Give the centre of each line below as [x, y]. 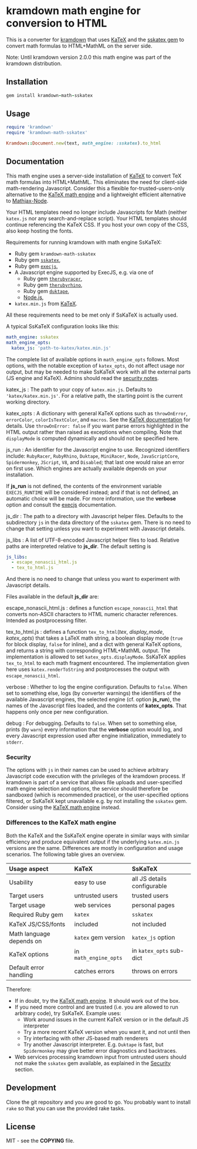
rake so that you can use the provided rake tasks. [66, 1108]
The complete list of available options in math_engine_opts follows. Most [93, 359]
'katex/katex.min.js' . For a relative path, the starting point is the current [94, 395]
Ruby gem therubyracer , [53, 278]
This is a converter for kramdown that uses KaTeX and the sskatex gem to [95, 39]
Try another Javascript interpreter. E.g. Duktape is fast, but [93, 1044]
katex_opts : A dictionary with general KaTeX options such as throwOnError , [97, 413]
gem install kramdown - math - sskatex [50, 95]
